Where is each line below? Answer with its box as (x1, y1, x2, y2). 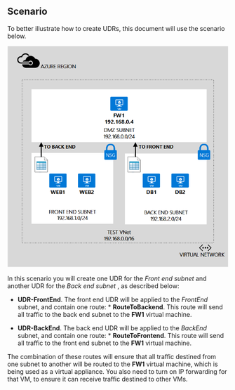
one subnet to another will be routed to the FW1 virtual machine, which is (7, 360, 219, 368)
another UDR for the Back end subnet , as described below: (7, 281, 180, 290)
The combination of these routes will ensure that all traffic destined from (7, 352, 216, 360)
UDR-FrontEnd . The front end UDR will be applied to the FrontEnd (17, 295, 208, 304)
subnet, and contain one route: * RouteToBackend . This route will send (17, 302, 223, 311)
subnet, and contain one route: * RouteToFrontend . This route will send (17, 331, 224, 339)
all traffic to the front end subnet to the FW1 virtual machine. (17, 339, 192, 347)
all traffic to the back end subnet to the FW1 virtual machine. (17, 310, 192, 318)
